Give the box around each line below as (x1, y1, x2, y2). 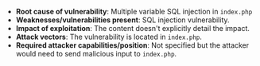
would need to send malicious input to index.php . (15, 49, 177, 58)
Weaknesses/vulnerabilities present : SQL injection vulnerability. (15, 15, 230, 25)
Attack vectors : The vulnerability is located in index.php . (15, 32, 203, 41)
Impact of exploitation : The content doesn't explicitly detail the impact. (15, 24, 250, 33)
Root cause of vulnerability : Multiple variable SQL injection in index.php (15, 7, 253, 16)
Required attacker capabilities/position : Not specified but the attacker (15, 41, 250, 50)
